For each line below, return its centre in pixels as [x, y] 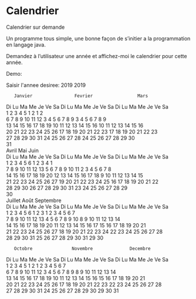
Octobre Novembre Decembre [82, 248]
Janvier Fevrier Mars [81, 96]
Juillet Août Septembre [34, 200]
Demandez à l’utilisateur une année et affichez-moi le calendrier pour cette [97, 56]
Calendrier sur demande [36, 27]
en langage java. [26, 45]
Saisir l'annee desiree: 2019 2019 [46, 85]
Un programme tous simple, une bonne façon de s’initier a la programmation [98, 38]
